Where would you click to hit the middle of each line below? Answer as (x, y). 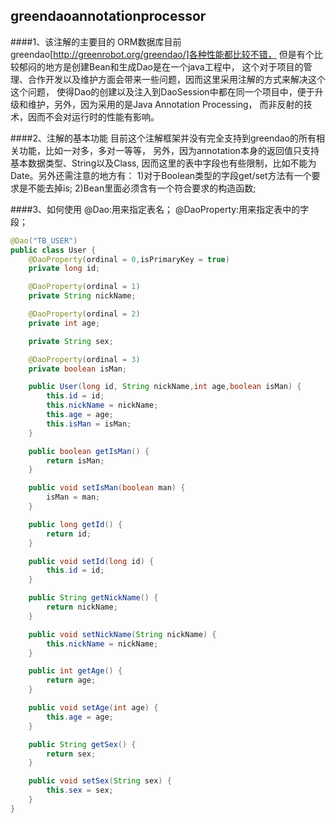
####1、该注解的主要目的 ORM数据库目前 (96, 41)
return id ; (69, 534)
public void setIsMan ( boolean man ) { (107, 488)
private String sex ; (71, 341)
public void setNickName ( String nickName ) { (122, 634)
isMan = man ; (73, 497)
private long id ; (64, 269)
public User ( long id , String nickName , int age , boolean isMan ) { (165, 387)
